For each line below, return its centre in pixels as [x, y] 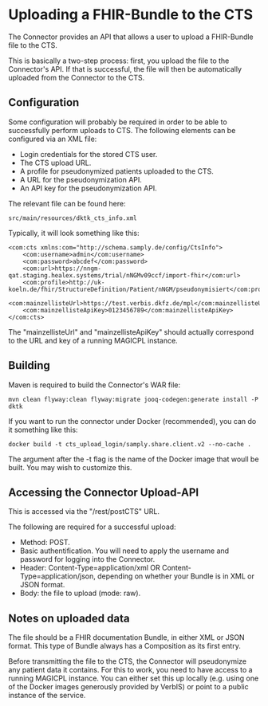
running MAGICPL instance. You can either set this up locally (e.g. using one [134, 678]
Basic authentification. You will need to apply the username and [124, 551]
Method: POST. [45, 543]
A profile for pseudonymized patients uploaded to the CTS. [116, 171]
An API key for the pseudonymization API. [88, 188]
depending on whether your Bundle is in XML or [176, 576]
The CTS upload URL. [55, 163]
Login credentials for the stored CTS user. [89, 154]
